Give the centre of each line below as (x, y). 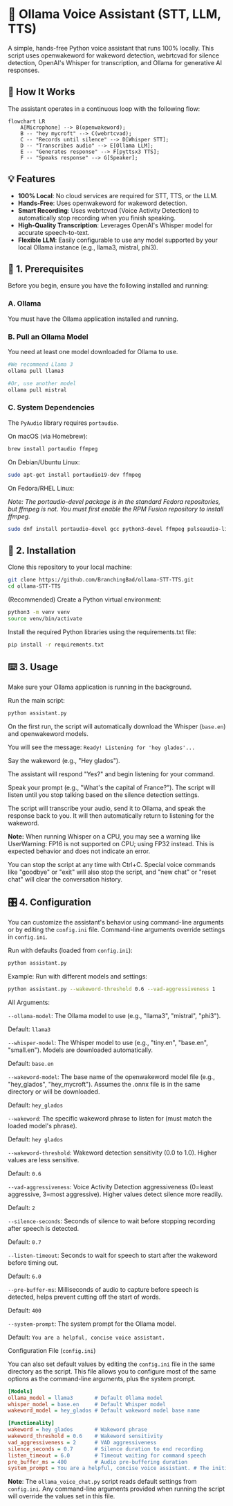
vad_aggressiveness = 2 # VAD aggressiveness (82, 1442)
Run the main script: (36, 701)
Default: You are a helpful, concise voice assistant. (86, 1337)
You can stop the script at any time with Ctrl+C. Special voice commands (112, 865)
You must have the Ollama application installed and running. (93, 319)
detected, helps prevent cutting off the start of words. (84, 1297)
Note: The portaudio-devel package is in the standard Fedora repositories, (114, 501)
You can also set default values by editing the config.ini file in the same (111, 1364)
